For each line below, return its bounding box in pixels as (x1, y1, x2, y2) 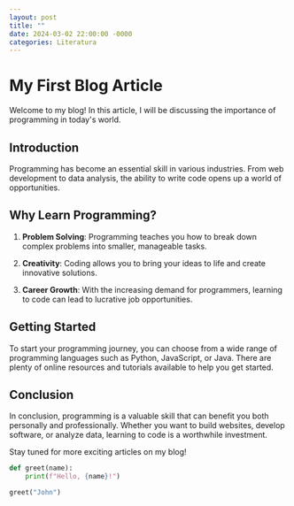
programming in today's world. (9, 114, 121, 125)
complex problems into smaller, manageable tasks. (21, 241, 207, 251)
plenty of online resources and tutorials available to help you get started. (9, 362, 275, 372)
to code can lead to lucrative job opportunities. (21, 294, 193, 304)
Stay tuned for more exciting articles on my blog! (9, 447, 188, 457)
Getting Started (9, 319, 97, 334)
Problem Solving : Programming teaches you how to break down (21, 231, 258, 241)
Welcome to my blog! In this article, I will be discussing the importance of (9, 105, 276, 116)
